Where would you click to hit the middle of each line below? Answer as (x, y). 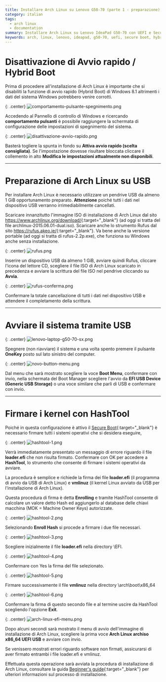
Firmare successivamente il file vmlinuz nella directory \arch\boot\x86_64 (80, 585)
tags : (11, 19)
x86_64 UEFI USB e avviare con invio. (44, 639)
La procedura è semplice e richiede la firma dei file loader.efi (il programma (82, 477)
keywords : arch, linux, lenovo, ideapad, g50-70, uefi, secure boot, (78, 38)
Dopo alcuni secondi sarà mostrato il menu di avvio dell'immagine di (74, 628)
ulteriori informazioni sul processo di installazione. (56, 674)
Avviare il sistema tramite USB (68, 325)
